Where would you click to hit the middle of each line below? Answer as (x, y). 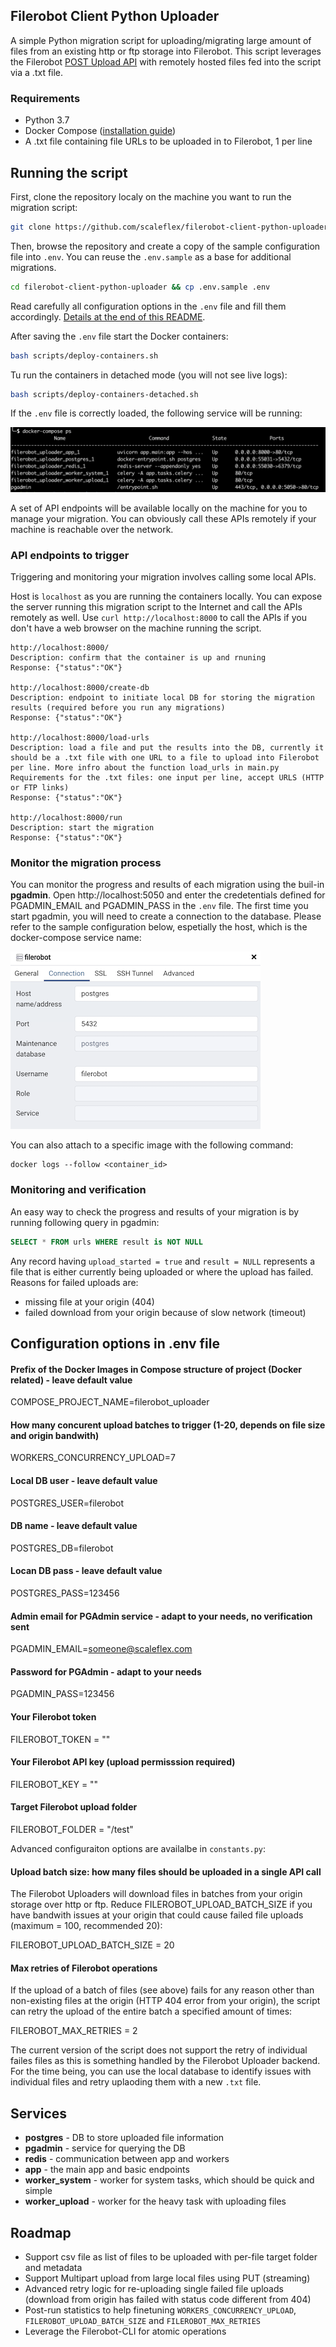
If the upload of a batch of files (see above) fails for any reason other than (162, 1990)
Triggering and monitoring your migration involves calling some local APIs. (163, 577)
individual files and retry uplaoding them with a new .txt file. (136, 2082)
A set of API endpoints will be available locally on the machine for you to (159, 508)
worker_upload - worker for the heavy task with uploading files (155, 2201)
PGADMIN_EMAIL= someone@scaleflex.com (101, 1649)
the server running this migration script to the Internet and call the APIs (156, 607)
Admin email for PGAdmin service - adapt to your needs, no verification (161, 1616)
